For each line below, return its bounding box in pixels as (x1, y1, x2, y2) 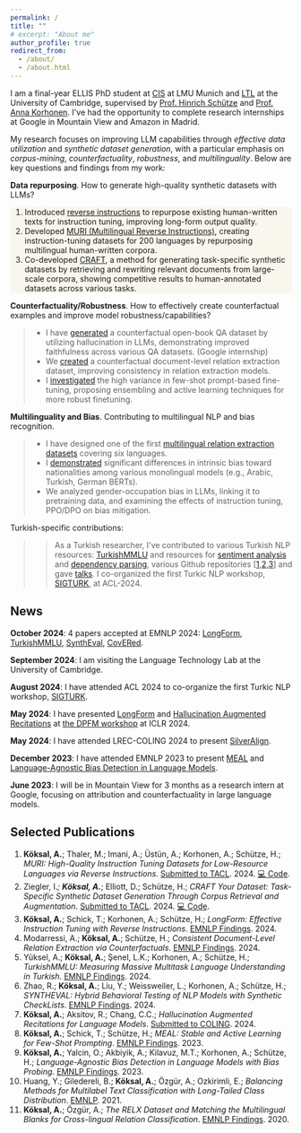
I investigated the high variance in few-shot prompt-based (45, 374, 261, 386)
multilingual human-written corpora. (24, 244, 158, 256)
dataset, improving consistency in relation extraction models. (45, 365, 271, 376)
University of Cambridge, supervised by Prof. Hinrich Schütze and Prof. (10, 97, 274, 108)
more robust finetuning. (45, 394, 133, 405)
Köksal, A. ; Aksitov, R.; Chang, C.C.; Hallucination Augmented (22, 1008, 254, 1019)
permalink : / (10, 13, 59, 22)
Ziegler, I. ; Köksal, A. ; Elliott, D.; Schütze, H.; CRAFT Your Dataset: (22, 881, 269, 892)
